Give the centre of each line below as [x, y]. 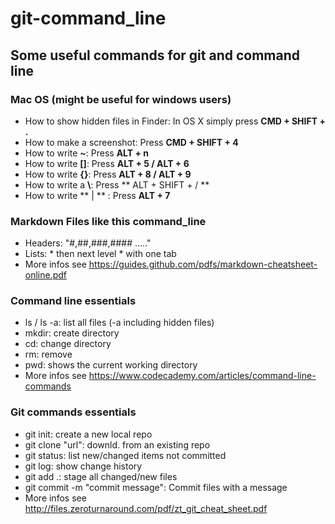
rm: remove [48, 354]
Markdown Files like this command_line [108, 221]
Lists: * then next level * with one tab [100, 254]
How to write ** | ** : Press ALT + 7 [97, 195]
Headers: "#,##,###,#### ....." [88, 243]
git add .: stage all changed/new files [101, 476]
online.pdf [46, 275]
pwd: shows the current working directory [111, 365]
